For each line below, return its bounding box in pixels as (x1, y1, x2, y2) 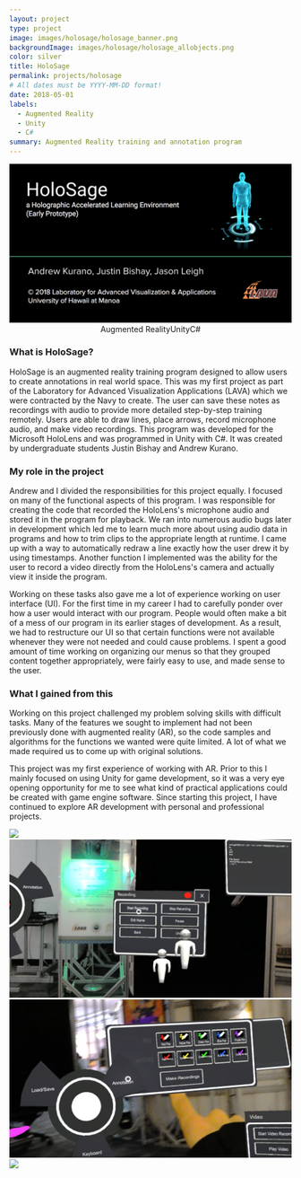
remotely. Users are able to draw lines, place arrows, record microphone (9, 414, 277, 425)
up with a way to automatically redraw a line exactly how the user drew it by (9, 543, 289, 554)
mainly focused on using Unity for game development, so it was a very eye (9, 773, 285, 784)
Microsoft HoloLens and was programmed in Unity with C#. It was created (9, 433, 283, 444)
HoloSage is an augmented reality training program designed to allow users (9, 366, 288, 377)
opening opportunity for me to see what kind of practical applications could (9, 782, 288, 794)
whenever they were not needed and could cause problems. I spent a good (9, 637, 287, 647)
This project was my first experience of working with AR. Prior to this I (9, 763, 268, 774)
